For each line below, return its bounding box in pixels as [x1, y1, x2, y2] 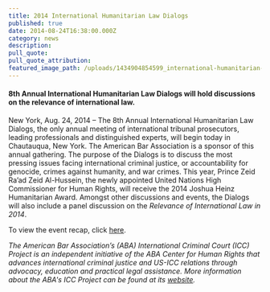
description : [8, 42, 52, 50]
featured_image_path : [8, 64, 81, 72]
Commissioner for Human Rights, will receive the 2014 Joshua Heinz [8, 183, 235, 193]
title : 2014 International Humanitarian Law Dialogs [8, 11, 189, 20]
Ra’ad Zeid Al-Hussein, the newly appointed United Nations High [8, 175, 222, 185]
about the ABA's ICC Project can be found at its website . [8, 274, 195, 284]
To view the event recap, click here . [8, 224, 127, 234]
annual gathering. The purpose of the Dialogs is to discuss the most [8, 150, 233, 159]
